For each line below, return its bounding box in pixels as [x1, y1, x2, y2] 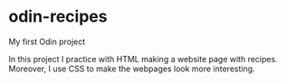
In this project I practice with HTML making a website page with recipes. [8, 53, 278, 64]
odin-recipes [8, 6, 108, 27]
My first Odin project [8, 36, 86, 47]
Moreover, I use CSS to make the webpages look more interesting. [8, 63, 255, 74]
